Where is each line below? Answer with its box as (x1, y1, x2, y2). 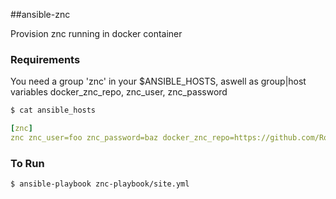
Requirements (10, 52, 81, 66)
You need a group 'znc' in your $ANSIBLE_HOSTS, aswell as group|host (10, 75, 307, 88)
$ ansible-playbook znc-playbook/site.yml (10, 179, 190, 189)
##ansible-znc (10, 9, 71, 20)
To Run (10, 156, 45, 170)
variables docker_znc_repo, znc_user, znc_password (10, 86, 228, 98)
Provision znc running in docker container (10, 28, 183, 39)
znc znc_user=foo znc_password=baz (10, 133, 159, 143)
